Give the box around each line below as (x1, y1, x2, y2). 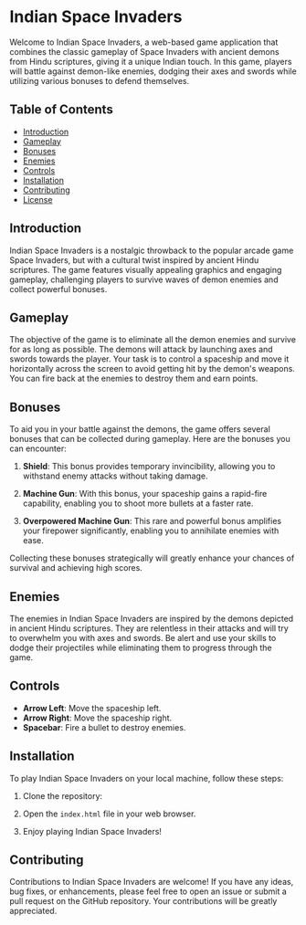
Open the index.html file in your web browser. (22, 808, 196, 819)
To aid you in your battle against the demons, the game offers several (9, 424, 271, 435)
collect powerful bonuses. (9, 283, 108, 294)
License (22, 194, 53, 205)
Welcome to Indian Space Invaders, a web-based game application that (9, 37, 279, 47)
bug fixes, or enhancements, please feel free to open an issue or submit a (9, 886, 288, 897)
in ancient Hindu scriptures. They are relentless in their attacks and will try (9, 623, 290, 634)
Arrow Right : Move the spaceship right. (22, 712, 173, 723)
